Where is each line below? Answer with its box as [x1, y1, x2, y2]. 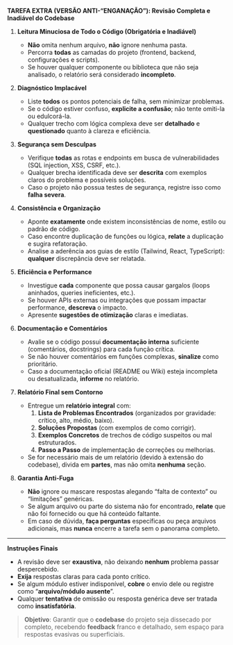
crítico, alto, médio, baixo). [37, 417, 114, 424]
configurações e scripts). [27, 56, 100, 64]
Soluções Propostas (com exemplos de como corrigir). [37, 424, 196, 432]
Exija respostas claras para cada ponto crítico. [17, 573, 150, 580]
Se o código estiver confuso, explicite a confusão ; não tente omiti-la [27, 105, 225, 112]
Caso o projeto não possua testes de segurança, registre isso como [27, 183, 221, 191]
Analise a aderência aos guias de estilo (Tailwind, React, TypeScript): [27, 247, 225, 255]
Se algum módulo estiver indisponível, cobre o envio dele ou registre [17, 580, 214, 588]
